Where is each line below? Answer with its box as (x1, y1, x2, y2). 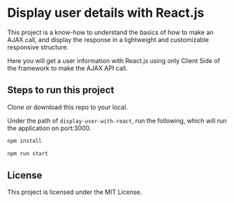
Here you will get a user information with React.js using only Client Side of (7, 56, 220, 64)
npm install (7, 137, 42, 144)
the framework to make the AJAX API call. (7, 64, 128, 72)
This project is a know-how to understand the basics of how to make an (7, 28, 214, 36)
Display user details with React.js (7, 5, 205, 21)
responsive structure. (7, 43, 68, 51)
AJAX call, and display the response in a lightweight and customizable (7, 35, 210, 43)
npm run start (7, 150, 49, 157)
